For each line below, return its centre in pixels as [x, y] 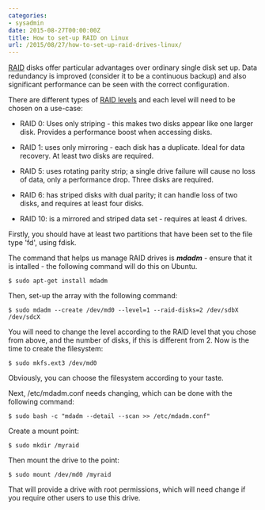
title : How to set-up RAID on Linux [68, 38]
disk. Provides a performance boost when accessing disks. [116, 132]
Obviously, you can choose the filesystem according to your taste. [116, 378]
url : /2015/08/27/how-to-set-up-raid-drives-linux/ [95, 45]
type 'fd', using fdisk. [42, 243]
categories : [28, 15]
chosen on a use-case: [45, 109]
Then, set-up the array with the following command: [93, 296]
